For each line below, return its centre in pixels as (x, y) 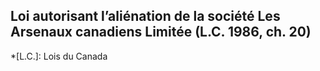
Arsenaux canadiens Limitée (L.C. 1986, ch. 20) (161, 32)
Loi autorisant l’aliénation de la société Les (145, 16)
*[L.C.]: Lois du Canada (59, 56)
